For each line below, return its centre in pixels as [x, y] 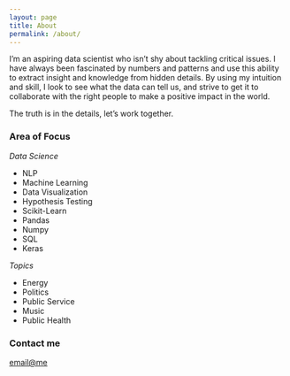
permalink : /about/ [45, 34]
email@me [29, 362]
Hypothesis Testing [57, 201]
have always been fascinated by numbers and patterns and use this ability [145, 68]
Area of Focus [40, 136]
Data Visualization [55, 192]
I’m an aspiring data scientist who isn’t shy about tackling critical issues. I [142, 59]
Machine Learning [55, 182]
